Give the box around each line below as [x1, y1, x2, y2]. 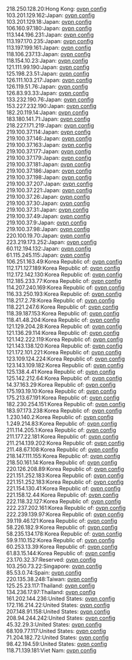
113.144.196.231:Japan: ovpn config [6, 31, 94, 38]
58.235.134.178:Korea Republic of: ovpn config [6, 530, 123, 537]
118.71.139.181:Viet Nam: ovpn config [6, 647, 97, 654]
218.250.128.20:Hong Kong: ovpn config [6, 5, 107, 12]
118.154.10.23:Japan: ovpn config [6, 57, 88, 64]
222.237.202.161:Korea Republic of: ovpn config [6, 504, 126, 511]
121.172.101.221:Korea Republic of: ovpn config [6, 349, 122, 356]
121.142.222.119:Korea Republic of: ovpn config [6, 335, 123, 343]
